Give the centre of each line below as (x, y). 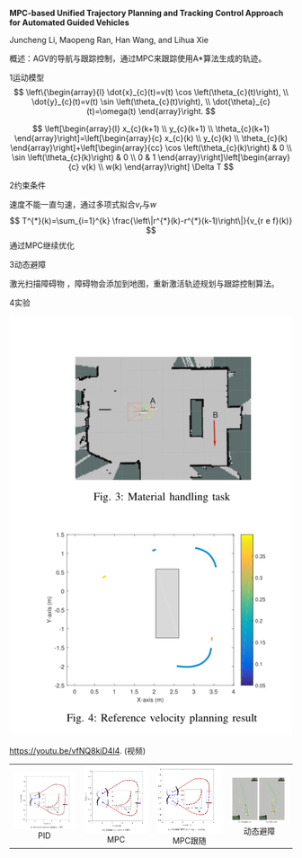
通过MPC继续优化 (42, 245)
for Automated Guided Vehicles (69, 22)
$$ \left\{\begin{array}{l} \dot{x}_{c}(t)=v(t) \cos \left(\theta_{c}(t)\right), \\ (151, 92)
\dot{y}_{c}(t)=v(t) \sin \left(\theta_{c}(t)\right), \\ (121, 102)
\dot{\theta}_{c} (242, 102)
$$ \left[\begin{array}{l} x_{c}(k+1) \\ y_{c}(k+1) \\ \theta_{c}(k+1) (151, 128)
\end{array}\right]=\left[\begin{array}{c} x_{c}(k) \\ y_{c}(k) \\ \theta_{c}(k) (151, 138)
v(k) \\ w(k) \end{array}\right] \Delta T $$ (158, 167)
